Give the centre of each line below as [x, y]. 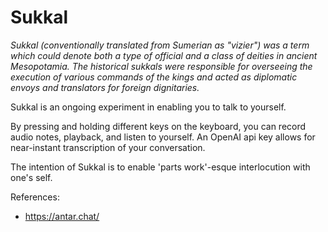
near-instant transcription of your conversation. [108, 147]
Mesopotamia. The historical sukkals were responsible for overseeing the [161, 66]
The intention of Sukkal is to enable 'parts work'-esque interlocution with [160, 167]
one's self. [31, 177]
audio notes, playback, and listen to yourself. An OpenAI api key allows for [163, 137]
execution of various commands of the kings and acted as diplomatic [154, 77]
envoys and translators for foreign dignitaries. [105, 87]
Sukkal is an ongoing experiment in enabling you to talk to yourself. [148, 107]
